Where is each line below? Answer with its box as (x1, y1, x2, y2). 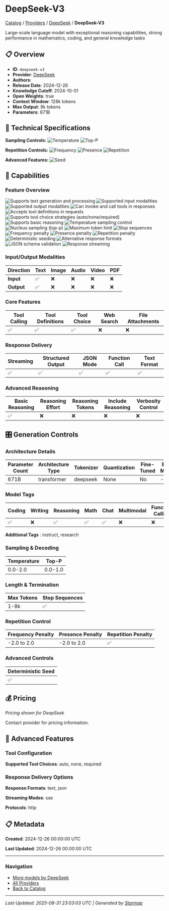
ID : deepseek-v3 (12, 66, 45, 72)
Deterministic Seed (8, 667, 55, 675)
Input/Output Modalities (5, 254, 65, 261)
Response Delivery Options (5, 774, 73, 781)
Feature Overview (5, 186, 50, 194)
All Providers (12, 880, 39, 886)
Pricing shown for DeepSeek (5, 710, 64, 716)
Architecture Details (5, 448, 56, 455)
